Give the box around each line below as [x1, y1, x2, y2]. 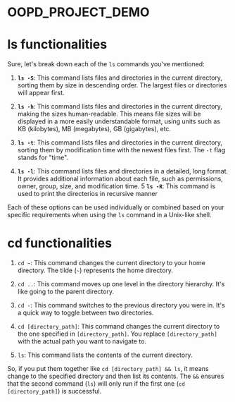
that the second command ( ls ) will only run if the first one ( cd [7, 379, 185, 388]
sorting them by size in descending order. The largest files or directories [17, 81, 227, 90]
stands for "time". [17, 153, 69, 162]
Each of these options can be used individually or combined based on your [7, 203, 224, 212]
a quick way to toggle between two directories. [17, 308, 154, 317]
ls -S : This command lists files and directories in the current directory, [17, 73, 223, 82]
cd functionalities [7, 236, 113, 251]
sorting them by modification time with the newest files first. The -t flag [17, 146, 226, 154]
